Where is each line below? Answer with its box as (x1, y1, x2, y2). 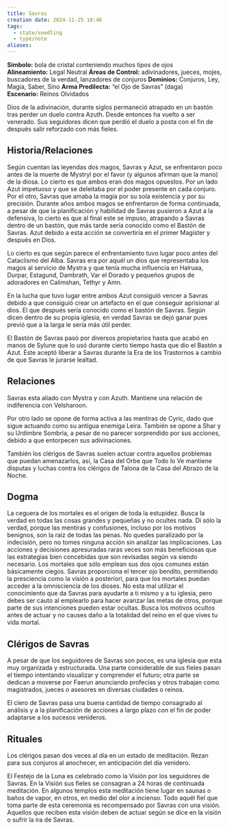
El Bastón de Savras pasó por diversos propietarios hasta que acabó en (7, 334, 208, 342)
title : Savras (7, 10, 48, 17)
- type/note (13, 36, 48, 42)
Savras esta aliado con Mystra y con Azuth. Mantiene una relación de (7, 393, 203, 401)
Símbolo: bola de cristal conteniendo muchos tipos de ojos (7, 61, 174, 69)
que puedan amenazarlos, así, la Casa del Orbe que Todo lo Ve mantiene (7, 456, 213, 465)
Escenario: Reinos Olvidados (7, 90, 90, 98)
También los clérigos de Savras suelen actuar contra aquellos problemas (7, 449, 212, 458)
